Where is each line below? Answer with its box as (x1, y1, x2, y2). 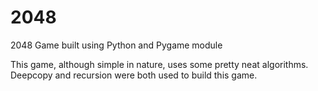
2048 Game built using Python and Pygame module (10, 39, 223, 51)
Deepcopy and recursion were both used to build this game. (10, 69, 258, 81)
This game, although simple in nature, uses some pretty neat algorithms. (10, 58, 309, 70)
